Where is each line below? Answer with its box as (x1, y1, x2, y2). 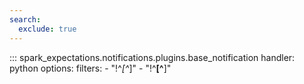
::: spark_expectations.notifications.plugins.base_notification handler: (9, 51, 296, 63)
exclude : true (18, 24, 77, 34)
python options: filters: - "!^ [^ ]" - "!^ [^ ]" (9, 62, 172, 74)
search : (9, 14, 42, 25)
